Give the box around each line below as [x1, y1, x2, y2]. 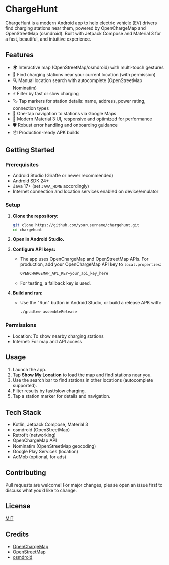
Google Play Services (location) [12, 449, 78, 455]
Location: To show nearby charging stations [12, 333, 104, 339]
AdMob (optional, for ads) [12, 454, 67, 460]
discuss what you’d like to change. [5, 487, 77, 494]
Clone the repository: [12, 213, 59, 219]
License [5, 502, 31, 510]
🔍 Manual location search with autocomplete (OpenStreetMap [12, 77, 142, 84]
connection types [12, 105, 49, 111]
